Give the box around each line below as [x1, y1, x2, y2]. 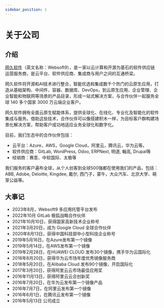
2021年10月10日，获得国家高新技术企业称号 [12, 219, 100, 225]
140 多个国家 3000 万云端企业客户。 [10, 99, 84, 105]
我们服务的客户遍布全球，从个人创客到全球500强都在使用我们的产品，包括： [5, 165, 159, 171]
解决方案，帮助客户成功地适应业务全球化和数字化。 [13, 121, 116, 127]
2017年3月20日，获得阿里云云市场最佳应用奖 [12, 268, 102, 273]
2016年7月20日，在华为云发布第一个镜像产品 [12, 280, 102, 286]
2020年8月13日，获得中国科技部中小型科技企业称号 [12, 231, 116, 237]
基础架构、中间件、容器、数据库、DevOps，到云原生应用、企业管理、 [13, 87, 154, 93]
